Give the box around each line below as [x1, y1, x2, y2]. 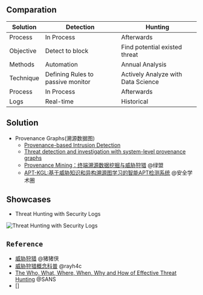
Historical [121, 97, 149, 105]
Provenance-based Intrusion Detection [24, 141, 121, 149]
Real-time [45, 97, 74, 105]
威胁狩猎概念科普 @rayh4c [14, 262, 82, 270]
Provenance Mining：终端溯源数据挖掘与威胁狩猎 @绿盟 [24, 161, 164, 169]
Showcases [6, 195, 51, 205]
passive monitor [45, 77, 91, 86]
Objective [9, 47, 37, 55]
